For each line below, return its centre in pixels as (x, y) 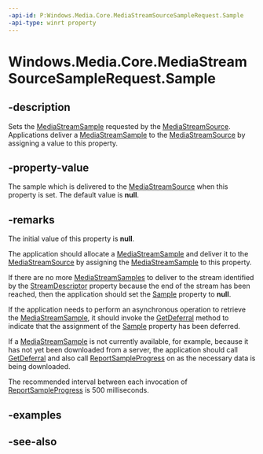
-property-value (49, 167)
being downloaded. (39, 367)
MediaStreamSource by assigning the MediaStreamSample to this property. (130, 262)
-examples (35, 415)
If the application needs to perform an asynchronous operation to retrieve (127, 310)
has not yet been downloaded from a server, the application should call (123, 350)
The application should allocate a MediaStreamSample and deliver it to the (128, 254)
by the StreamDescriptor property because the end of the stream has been (129, 286)
